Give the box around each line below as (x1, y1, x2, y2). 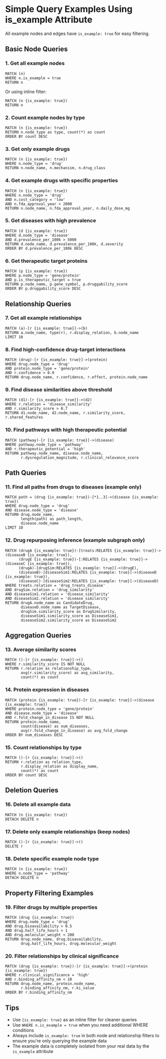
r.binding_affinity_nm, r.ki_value (20, 986, 94, 991)
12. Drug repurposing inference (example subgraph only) (5, 537, 145, 544)
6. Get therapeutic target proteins (5, 257, 88, 264)
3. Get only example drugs (5, 145, 70, 152)
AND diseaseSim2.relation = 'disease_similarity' (5, 596, 110, 601)
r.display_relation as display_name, (20, 764, 99, 769)
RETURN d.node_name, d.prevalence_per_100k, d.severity (5, 241, 123, 247)
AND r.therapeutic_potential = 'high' (5, 446, 85, 451)
